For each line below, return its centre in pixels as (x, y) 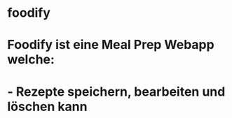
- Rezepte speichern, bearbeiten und (116, 91)
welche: (31, 60)
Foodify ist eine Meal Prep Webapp (111, 45)
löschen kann (47, 106)
